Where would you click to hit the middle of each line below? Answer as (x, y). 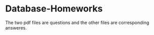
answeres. (16, 27)
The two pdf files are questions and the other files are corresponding (77, 22)
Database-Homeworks (54, 9)
